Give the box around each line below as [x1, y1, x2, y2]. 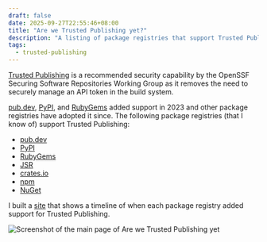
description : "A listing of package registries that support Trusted [8, 33, 244, 42]
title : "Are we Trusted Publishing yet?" [8, 26, 148, 34]
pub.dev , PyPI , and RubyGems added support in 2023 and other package [8, 102, 249, 112]
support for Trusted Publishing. [8, 209, 110, 218]
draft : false [8, 11, 52, 20]
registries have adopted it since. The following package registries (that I [8, 111, 244, 120]
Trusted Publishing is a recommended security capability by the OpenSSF [8, 71, 250, 79]
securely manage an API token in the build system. [8, 87, 174, 96]
